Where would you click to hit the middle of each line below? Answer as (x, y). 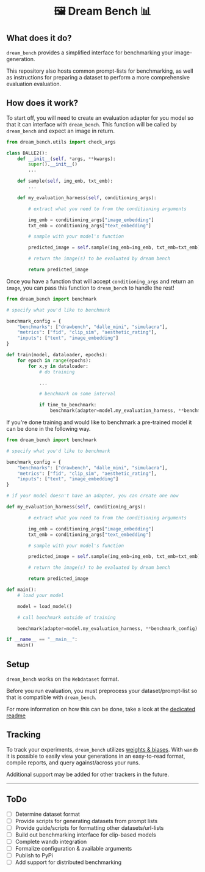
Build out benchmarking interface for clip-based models (86, 835)
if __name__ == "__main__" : (42, 639)
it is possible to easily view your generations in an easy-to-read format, (96, 756)
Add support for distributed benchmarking (68, 862)
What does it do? (39, 38)
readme (16, 716)
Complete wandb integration (51, 841)
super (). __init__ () (53, 164)
